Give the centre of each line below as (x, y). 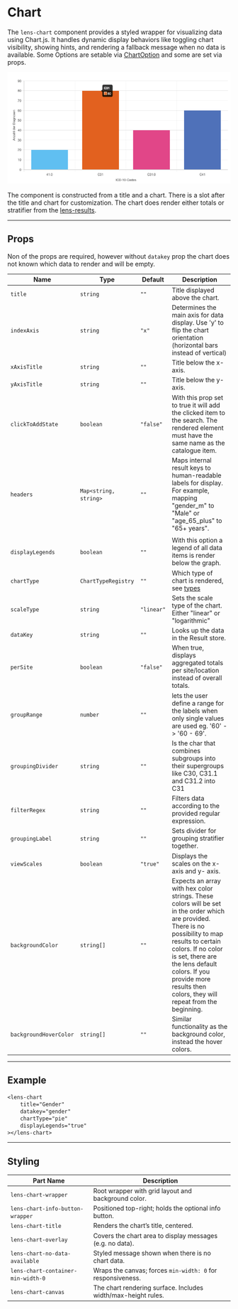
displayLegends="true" (53, 1126)
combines (186, 750)
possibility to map (198, 933)
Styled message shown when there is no (152, 1253)
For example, (191, 490)
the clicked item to (198, 412)
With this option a (197, 540)
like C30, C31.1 (195, 773)
